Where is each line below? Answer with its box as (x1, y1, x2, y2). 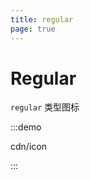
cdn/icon (10, 141, 47, 153)
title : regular (10, 14, 74, 25)
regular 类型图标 (10, 101, 80, 113)
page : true (10, 24, 56, 34)
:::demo (10, 121, 42, 133)
